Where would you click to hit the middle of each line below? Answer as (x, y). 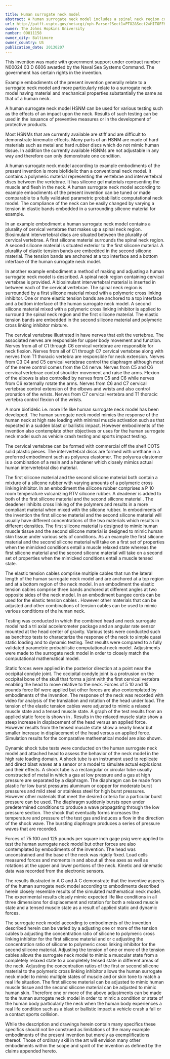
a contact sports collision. (32, 1014)
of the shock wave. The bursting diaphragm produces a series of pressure (83, 823)
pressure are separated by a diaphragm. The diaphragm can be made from (83, 780)
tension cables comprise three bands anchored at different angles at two (81, 589)
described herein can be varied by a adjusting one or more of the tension (81, 928)
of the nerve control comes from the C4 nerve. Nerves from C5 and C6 (79, 367)
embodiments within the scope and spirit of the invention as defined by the (83, 1045)
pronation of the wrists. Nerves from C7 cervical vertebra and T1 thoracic (81, 394)
